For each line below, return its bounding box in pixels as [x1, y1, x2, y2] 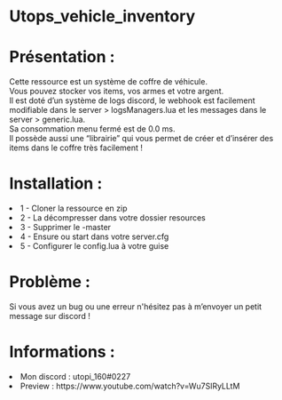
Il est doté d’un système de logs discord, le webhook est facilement [9, 95, 255, 106]
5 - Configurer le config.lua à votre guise [20, 241, 169, 252]
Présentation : [9, 47, 115, 68]
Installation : [9, 173, 103, 194]
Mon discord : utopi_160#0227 [20, 371, 131, 381]
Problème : [9, 272, 91, 292]
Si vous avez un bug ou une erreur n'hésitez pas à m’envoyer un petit [9, 301, 262, 312]
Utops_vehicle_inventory [9, 6, 196, 27]
